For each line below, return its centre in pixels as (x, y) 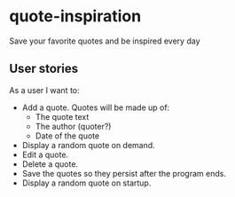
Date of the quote (67, 136)
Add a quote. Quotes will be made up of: (96, 107)
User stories (43, 69)
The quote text (62, 116)
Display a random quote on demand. (88, 145)
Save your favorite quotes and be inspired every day (105, 41)
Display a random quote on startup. (86, 183)
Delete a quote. (50, 164)
